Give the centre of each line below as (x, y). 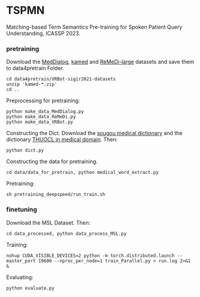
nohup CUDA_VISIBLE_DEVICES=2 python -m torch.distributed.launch (90, 255)
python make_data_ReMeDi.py (41, 117)
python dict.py (25, 151)
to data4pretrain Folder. (35, 68)
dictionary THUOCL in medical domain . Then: (62, 140)
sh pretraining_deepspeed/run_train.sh (56, 195)
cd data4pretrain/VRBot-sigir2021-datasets (61, 79)
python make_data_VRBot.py (40, 122)
